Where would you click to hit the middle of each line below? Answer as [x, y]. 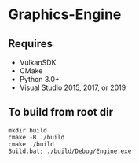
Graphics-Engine [65, 15]
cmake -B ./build [37, 137]
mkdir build [27, 130]
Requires [31, 44]
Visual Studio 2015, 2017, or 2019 [73, 87]
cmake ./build [31, 144]
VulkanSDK [38, 62]
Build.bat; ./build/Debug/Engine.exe [70, 151]
